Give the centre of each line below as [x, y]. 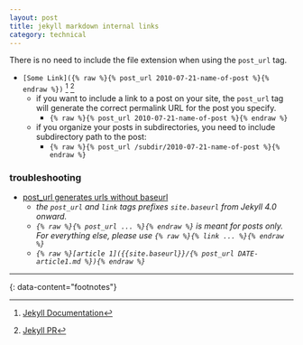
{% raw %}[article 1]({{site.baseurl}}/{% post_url [135, 254]
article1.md [58, 262]
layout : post [34, 18]
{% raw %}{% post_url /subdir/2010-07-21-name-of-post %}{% [165, 147]
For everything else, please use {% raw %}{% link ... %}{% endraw [160, 236]
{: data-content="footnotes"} [63, 287]
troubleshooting [46, 177]
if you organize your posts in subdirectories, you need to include [156, 127]
